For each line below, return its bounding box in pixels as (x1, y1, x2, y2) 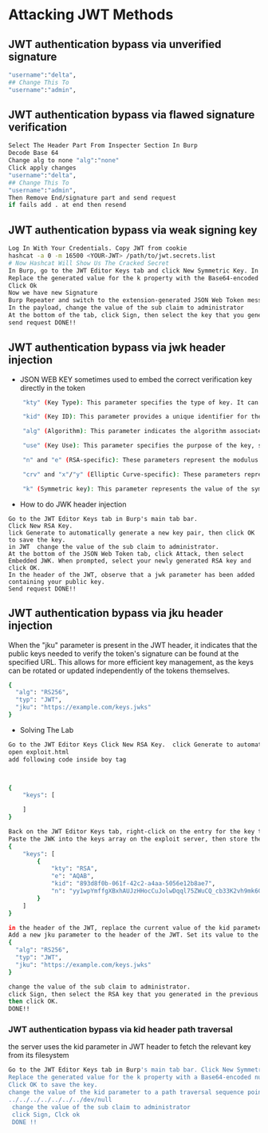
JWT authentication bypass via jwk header (8, 341, 226, 355)
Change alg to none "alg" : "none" (8, 157, 120, 165)
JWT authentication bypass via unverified (8, 38, 222, 51)
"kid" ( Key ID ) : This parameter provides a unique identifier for (22, 413, 248, 421)
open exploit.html (8, 748, 69, 756)
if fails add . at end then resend (8, 201, 127, 209)
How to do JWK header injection (19, 499, 127, 509)
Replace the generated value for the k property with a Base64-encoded (8, 1073, 251, 1082)
